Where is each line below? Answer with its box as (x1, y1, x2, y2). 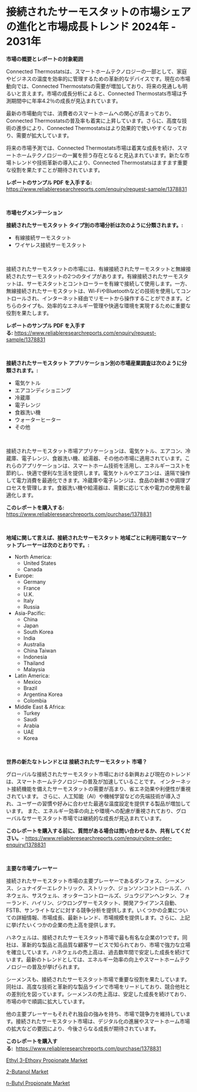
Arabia (23, 722, 40, 729)
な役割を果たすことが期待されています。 (6, 166, 104, 174)
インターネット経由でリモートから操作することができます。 (42, 295, 186, 302)
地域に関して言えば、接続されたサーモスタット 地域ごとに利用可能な (6, 534, 172, 541)
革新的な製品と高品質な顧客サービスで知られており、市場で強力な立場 (21, 941, 191, 948)
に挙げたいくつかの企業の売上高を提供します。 (6, 921, 119, 928)
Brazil (23, 684, 38, 691)
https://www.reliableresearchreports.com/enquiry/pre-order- (25, 834, 172, 841)
